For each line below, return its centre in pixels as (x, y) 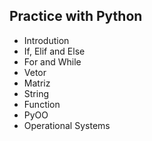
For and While (52, 61)
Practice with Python (76, 16)
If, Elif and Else (54, 51)
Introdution (46, 40)
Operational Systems (67, 125)
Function (42, 104)
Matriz (37, 83)
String (36, 93)
